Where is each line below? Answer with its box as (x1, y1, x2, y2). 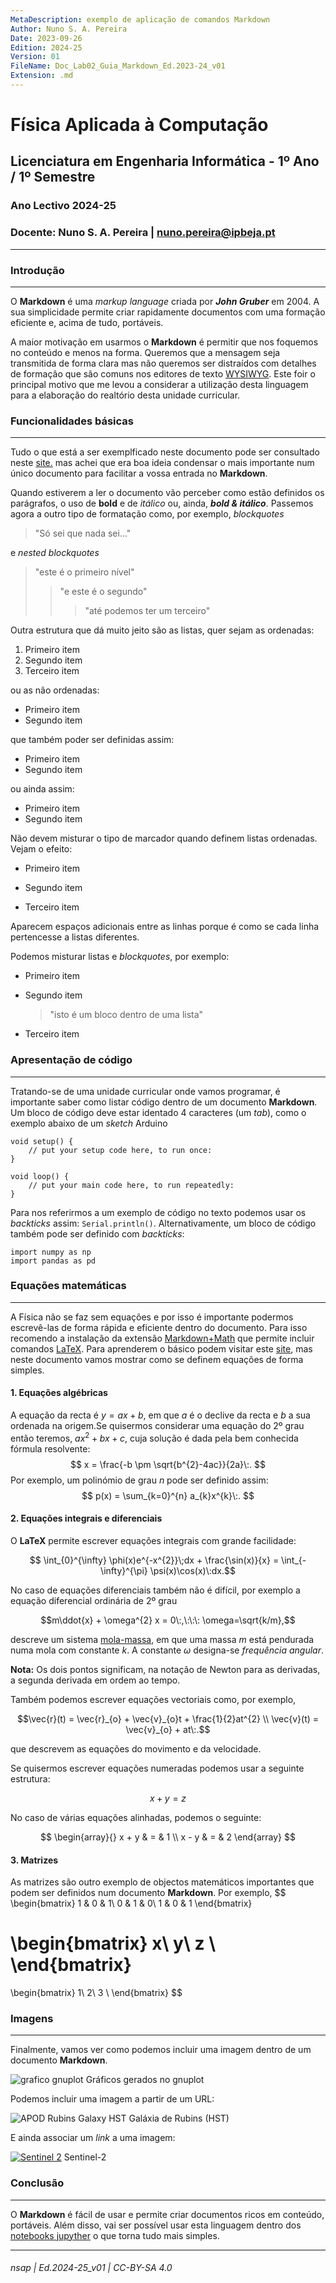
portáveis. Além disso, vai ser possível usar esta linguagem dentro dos (10, 2219, 302, 2231)
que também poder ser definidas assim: (10, 734, 175, 746)
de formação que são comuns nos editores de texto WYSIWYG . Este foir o (10, 367, 316, 380)
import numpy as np (10, 1247, 92, 1257)
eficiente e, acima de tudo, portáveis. (10, 316, 164, 328)
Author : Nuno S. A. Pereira (10, 24, 128, 34)
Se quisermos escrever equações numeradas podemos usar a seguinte (10, 1762, 305, 1774)
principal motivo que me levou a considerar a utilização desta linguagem (10, 378, 309, 390)
